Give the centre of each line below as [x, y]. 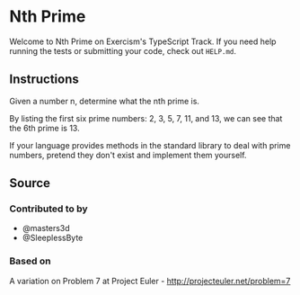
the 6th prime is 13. [44, 128]
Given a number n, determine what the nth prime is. [105, 101]
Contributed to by [49, 209]
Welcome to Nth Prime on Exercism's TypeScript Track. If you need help [143, 41]
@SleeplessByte [53, 238]
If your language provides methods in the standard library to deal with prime [150, 145]
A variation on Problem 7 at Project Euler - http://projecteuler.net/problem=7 [150, 281]
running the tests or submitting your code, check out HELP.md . [123, 50]
